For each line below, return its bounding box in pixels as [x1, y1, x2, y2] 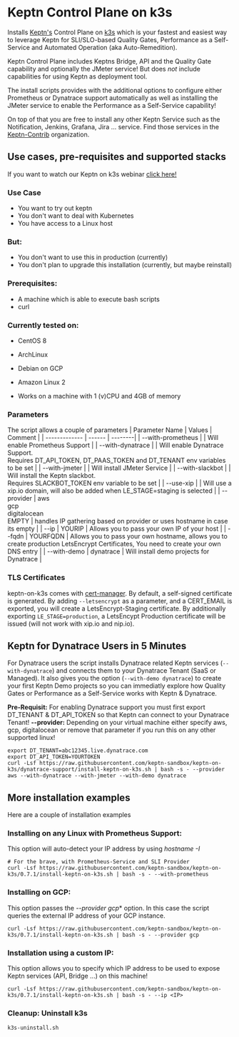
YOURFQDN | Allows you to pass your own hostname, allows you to [29, 532, 228, 541]
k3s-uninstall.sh [7, 1024, 59, 1032]
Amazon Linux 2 [17, 378, 66, 386]
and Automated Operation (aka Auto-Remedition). [31, 43, 178, 51]
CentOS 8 [17, 336, 47, 345]
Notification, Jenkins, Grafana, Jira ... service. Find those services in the [7, 122, 220, 131]
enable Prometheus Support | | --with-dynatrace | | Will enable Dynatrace [7, 441, 224, 450]
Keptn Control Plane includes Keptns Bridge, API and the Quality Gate [7, 56, 212, 65]
